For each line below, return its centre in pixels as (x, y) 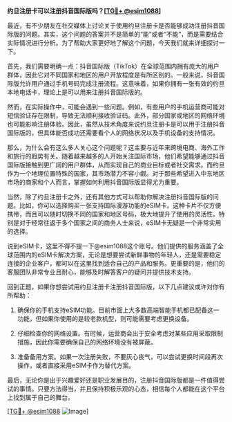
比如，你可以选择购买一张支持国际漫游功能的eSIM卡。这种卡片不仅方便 (120, 205)
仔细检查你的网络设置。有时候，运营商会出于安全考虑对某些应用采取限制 (120, 333)
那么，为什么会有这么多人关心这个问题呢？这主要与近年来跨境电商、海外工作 (116, 147)
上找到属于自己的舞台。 (40, 397)
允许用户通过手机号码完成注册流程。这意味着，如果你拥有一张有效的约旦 (122, 83)
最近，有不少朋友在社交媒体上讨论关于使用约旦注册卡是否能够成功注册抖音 (113, 26)
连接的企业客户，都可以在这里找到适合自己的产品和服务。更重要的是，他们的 (116, 263)
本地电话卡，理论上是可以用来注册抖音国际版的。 (77, 92)
